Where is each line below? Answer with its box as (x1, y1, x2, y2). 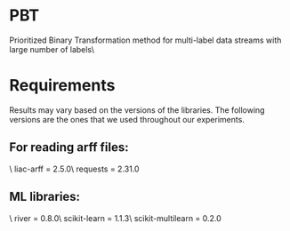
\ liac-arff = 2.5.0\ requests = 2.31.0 (9, 163, 140, 174)
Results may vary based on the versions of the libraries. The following (9, 104, 265, 115)
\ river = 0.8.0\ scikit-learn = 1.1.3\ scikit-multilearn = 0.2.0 (9, 212, 222, 223)
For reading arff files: (9, 139, 129, 155)
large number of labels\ (9, 44, 95, 54)
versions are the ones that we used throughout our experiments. (9, 114, 245, 124)
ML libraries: (9, 189, 81, 204)
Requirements (9, 76, 116, 96)
